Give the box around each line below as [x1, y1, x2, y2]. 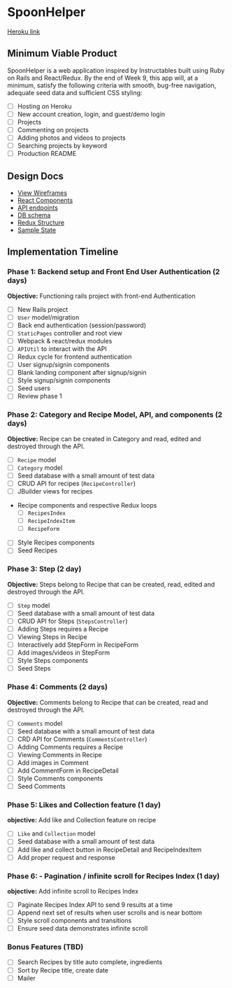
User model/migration [17, 313, 80, 322]
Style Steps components [17, 657, 89, 665]
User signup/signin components [17, 361, 110, 369]
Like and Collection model [17, 829, 96, 838]
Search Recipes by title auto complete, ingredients [17, 958, 163, 966]
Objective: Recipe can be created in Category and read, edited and [7, 434, 201, 443]
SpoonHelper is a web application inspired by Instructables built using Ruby [7, 66, 225, 74]
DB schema [17, 211, 51, 219]
